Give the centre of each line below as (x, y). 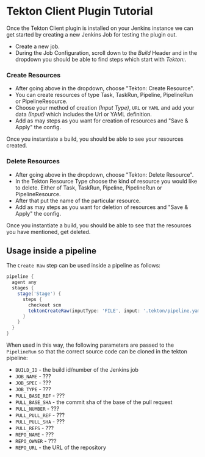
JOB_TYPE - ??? (33, 389)
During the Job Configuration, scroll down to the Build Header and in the (106, 52)
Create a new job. (37, 46)
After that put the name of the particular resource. (78, 200)
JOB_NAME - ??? (33, 376)
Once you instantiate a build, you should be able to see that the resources (99, 225)
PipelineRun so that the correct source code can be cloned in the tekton (97, 351)
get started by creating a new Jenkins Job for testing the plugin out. (92, 34)
